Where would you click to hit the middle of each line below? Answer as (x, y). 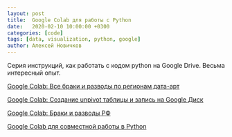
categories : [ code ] (35, 33)
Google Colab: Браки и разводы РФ (59, 113)
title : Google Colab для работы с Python (69, 20)
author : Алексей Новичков (44, 46)
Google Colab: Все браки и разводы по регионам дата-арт (93, 86)
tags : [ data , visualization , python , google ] (74, 39)
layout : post (26, 13)
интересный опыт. (34, 73)
